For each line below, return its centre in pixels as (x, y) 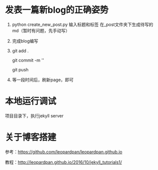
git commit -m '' (28, 60)
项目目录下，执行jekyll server (34, 116)
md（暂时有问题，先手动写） (41, 30)
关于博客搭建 (31, 138)
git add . (20, 51)
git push (20, 69)
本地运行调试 (31, 101)
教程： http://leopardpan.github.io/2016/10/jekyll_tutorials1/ (64, 162)
